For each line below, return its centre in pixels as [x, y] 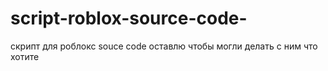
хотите [25, 56]
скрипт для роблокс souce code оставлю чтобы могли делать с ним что [164, 46]
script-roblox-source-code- [129, 18]
